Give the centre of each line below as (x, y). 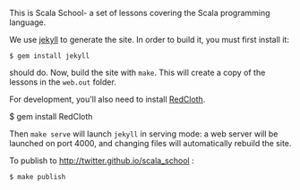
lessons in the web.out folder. (63, 82)
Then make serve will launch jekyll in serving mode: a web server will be (144, 134)
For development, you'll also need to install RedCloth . (107, 99)
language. (28, 22)
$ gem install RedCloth (51, 116)
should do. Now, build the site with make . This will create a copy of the (137, 72)
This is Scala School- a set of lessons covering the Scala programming (140, 13)
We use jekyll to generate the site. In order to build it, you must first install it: (149, 40)
